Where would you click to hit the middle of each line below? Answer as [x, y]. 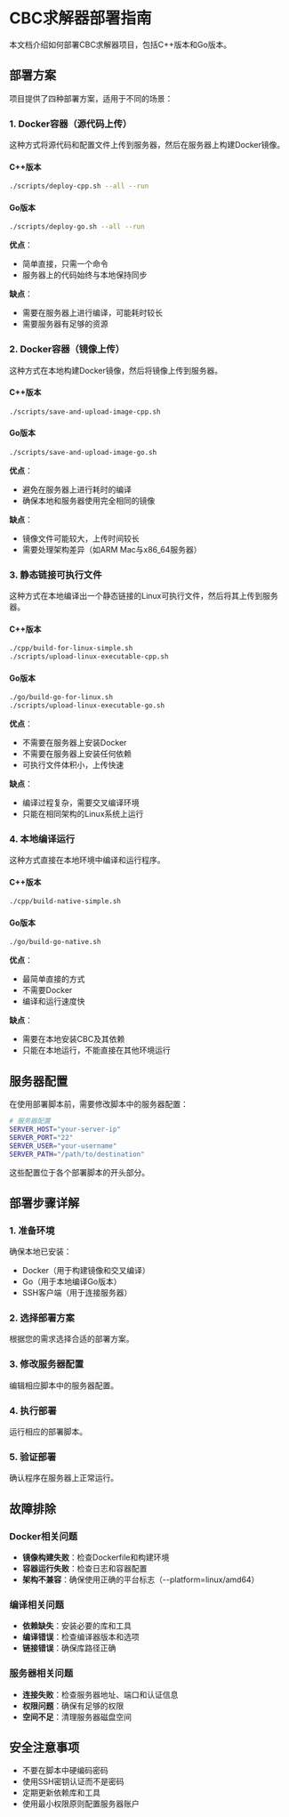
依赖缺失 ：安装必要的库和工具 [76, 1626]
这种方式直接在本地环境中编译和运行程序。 [87, 860]
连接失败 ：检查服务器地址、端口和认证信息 [100, 1694]
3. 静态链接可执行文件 [56, 575]
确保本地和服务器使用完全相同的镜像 [88, 500]
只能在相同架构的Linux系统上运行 [83, 813]
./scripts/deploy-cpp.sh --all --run [79, 186]
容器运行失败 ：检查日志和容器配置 [84, 1569]
